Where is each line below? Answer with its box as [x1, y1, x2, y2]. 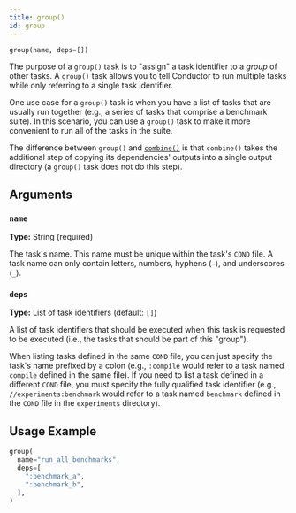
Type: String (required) [9, 232, 94, 242]
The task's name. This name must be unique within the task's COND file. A [9, 249, 274, 259]
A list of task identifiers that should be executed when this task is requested [9, 325, 285, 335]
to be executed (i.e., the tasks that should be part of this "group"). [9, 333, 249, 345]
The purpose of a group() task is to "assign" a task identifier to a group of [9, 61, 278, 72]
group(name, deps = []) [9, 45, 89, 54]
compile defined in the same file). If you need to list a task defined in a [9, 370, 264, 380]
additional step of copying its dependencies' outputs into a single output [9, 152, 272, 163]
